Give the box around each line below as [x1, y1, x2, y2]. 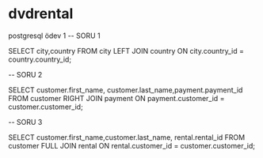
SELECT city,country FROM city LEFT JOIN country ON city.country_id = [8, 46, 244, 55]
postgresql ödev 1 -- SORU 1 [8, 31, 101, 40]
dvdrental [8, 5, 74, 23]
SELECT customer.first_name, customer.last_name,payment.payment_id [8, 85, 243, 95]
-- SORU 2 [8, 70, 43, 79]
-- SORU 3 [8, 117, 43, 126]
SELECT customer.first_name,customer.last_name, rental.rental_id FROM [8, 132, 246, 142]
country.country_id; [8, 55, 72, 64]
